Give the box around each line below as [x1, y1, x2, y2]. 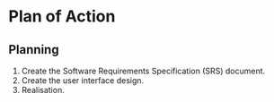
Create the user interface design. [21, 75, 145, 86]
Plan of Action [8, 6, 116, 27]
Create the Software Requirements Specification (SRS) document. [21, 65, 266, 76]
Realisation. [21, 85, 65, 95]
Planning [8, 42, 59, 57]
